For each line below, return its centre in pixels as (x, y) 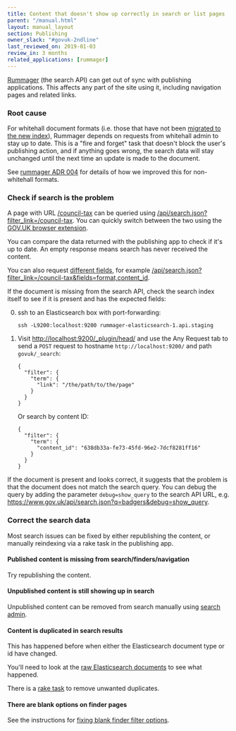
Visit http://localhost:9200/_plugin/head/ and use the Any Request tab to (123, 338)
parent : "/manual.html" (42, 20)
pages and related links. (42, 94)
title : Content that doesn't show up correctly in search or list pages (116, 14)
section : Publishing (38, 33)
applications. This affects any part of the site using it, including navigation (114, 87)
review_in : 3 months (38, 54)
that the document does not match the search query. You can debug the (112, 487)
